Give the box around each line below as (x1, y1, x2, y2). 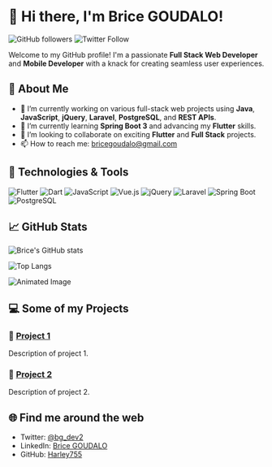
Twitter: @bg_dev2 (19, 432, 84, 442)
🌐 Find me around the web (8, 410, 145, 425)
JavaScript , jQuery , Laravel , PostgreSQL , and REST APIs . (19, 112, 217, 122)
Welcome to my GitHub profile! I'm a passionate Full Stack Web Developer (8, 50, 258, 59)
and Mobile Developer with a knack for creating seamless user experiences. (8, 58, 265, 68)
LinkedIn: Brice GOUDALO (19, 441, 108, 451)
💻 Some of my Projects (8, 301, 129, 315)
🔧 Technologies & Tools (8, 166, 129, 179)
